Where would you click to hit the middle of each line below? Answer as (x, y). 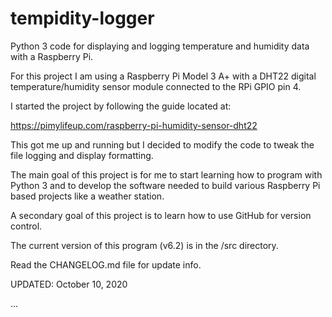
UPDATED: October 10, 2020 (69, 284)
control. (26, 226)
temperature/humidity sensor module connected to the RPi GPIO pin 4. (156, 86)
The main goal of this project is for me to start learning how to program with (166, 174)
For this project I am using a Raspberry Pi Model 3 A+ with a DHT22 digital (163, 76)
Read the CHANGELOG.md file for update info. (106, 264)
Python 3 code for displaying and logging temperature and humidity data (160, 46)
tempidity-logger (82, 18)
